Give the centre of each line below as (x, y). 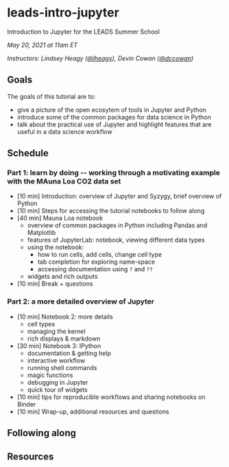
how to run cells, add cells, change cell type (100, 255)
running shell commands (62, 367)
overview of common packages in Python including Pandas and (117, 225)
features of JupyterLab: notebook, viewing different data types (116, 240)
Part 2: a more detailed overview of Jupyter (81, 301)
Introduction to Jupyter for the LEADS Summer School (83, 32)
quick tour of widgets (57, 389)
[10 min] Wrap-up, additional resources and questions (93, 411)
